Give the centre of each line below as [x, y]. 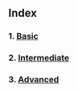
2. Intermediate [39, 58]
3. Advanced [34, 80]
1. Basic [23, 36]
